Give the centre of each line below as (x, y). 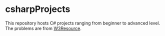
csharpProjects (38, 9)
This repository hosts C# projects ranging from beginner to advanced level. (83, 23)
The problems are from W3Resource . (43, 28)
